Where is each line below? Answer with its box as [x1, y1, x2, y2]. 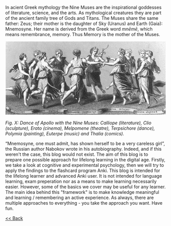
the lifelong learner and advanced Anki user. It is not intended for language [5, 173, 162, 179]
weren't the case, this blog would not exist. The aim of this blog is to [5, 151, 149, 157]
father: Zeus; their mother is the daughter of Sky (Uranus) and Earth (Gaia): [5, 20, 163, 26]
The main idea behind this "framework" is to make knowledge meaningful [5, 189, 159, 195]
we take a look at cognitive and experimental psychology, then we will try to [5, 162, 164, 168]
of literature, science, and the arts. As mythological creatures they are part [5, 10, 162, 16]
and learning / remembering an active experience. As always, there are [5, 194, 154, 201]
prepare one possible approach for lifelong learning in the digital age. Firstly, [5, 156, 165, 162]
